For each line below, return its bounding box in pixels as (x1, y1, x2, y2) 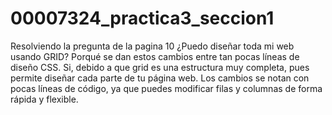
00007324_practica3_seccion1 (10, 7, 275, 30)
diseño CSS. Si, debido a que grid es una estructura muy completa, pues (10, 61, 310, 73)
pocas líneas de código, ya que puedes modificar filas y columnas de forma (10, 82, 323, 94)
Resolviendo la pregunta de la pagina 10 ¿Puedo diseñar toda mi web (10, 40, 295, 52)
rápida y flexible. (10, 93, 79, 105)
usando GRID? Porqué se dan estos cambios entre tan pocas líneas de (10, 50, 300, 62)
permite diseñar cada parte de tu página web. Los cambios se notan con (10, 72, 310, 84)
